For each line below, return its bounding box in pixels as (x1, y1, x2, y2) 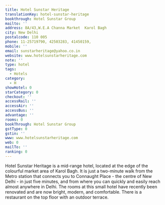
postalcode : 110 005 (5, 35, 48, 40)
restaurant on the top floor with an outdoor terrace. (5, 194, 109, 200)
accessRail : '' (5, 99, 36, 104)
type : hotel (5, 62, 30, 67)
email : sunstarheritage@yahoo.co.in (5, 48, 80, 53)
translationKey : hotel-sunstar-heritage (5, 12, 90, 17)
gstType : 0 (5, 126, 28, 131)
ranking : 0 (5, 149, 28, 154)
